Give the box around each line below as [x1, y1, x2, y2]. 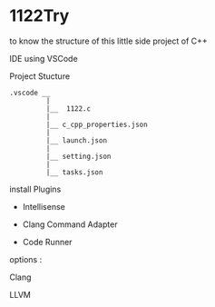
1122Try [9, 5, 70, 26]
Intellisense [22, 201, 65, 212]
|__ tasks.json [45, 167, 103, 177]
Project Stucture [9, 70, 71, 82]
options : [9, 253, 43, 264]
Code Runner [22, 236, 73, 247]
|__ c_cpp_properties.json [45, 120, 148, 129]
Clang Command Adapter [22, 219, 118, 230]
